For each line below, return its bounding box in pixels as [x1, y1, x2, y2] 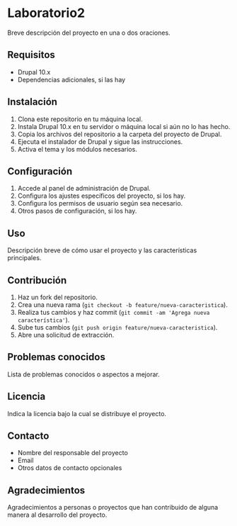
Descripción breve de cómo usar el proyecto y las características [7, 246, 197, 254]
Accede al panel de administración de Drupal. [17, 184, 151, 193]
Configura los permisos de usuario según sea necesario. [17, 199, 183, 208]
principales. [7, 254, 42, 262]
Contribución [7, 274, 67, 286]
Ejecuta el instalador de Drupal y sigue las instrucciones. [17, 137, 183, 146]
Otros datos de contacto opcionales [17, 464, 122, 472]
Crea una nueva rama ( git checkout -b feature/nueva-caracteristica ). [17, 301, 228, 309]
